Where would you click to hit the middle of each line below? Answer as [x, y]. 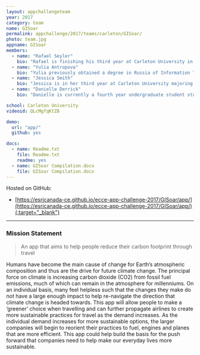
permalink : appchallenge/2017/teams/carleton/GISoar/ [74, 34]
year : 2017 [20, 17]
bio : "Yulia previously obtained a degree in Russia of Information [104, 73]
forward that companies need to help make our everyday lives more [89, 340]
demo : [13, 122]
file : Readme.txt [38, 155]
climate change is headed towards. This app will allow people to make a [94, 302]
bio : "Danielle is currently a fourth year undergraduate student [101, 95]
